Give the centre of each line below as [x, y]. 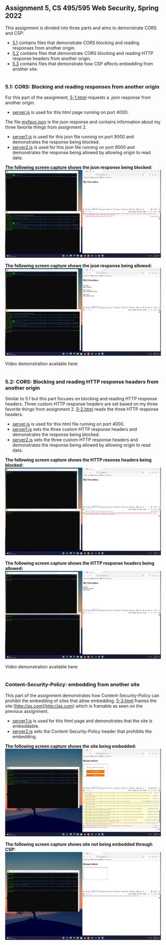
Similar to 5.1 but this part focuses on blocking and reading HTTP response [81, 398]
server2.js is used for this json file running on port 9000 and [73, 147]
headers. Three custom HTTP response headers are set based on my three [82, 404]
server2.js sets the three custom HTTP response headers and [75, 439]
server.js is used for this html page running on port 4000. [70, 112]
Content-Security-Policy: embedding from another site [72, 685]
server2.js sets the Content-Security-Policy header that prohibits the [82, 731]
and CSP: [15, 33]
